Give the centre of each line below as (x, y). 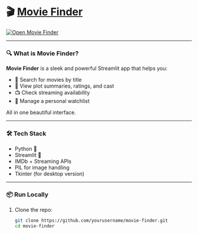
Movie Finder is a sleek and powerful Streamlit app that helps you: (87, 68)
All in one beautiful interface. (41, 112)
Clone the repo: (34, 209)
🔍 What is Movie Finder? (42, 53)
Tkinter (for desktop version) (49, 173)
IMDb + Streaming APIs (43, 161)
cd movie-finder (34, 226)
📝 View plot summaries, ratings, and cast (64, 86)
